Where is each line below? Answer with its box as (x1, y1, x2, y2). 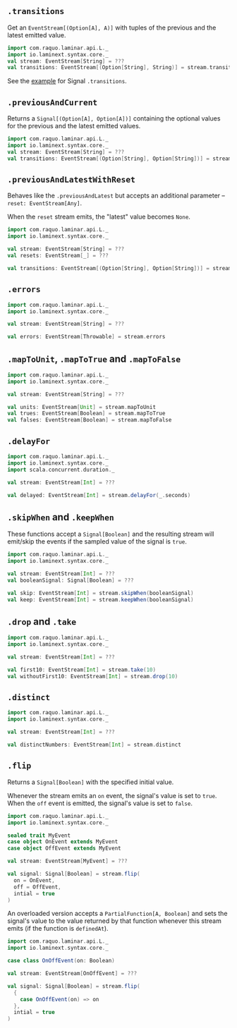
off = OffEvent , (13, 883, 61, 891)
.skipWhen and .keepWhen (7, 511, 114, 523)
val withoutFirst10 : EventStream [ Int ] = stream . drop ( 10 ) (7, 673, 178, 680)
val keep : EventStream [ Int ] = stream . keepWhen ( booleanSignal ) (7, 596, 194, 603)
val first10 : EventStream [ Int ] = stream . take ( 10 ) (7, 666, 157, 673)
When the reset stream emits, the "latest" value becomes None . (7, 212, 190, 221)
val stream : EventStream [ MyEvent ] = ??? (7, 857, 128, 865)
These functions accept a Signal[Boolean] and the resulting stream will (7, 530, 214, 539)
